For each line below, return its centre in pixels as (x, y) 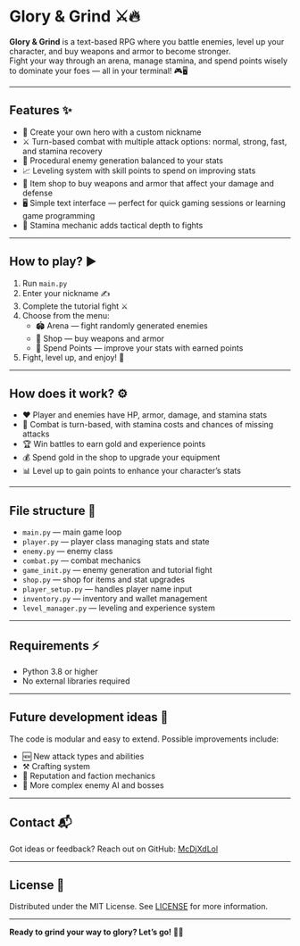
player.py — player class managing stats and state (116, 542)
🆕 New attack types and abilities (83, 756)
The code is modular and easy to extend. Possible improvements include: (144, 739)
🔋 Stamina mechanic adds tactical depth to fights (112, 225)
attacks (36, 434)
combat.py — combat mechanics (81, 560)
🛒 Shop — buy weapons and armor (100, 338)
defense (37, 193)
